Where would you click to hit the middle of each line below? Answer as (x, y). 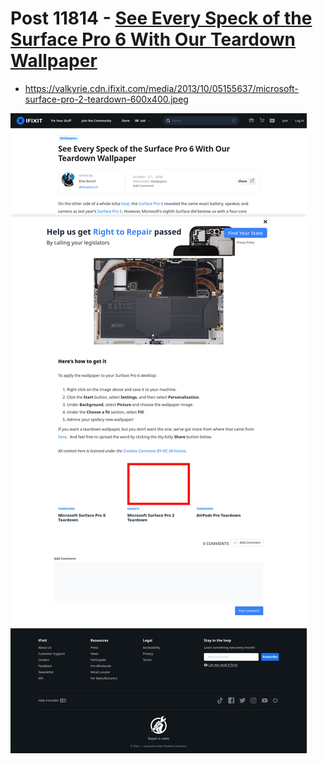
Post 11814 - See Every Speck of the (161, 18)
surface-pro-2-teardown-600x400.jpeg (106, 99)
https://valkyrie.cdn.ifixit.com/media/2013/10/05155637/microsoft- (161, 88)
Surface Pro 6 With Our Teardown (153, 39)
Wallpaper (54, 61)
